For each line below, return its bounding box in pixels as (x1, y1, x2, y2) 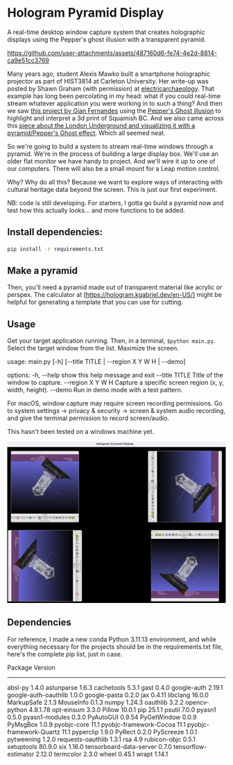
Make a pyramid (7, 265, 78, 277)
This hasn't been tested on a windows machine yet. (7, 428, 155, 436)
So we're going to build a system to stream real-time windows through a (7, 142, 214, 150)
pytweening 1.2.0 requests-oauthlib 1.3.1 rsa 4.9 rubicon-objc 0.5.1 (7, 735, 196, 743)
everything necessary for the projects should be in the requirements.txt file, (7, 642, 223, 651)
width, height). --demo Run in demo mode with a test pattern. (7, 386, 183, 394)
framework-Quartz (7, 727, 60, 736)
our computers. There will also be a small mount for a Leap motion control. (7, 164, 221, 172)
